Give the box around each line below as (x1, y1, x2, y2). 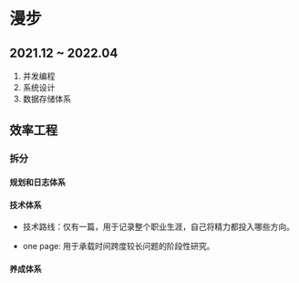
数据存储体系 (22, 93, 71, 104)
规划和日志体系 (9, 176, 66, 187)
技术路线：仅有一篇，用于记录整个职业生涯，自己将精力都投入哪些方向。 (22, 221, 294, 233)
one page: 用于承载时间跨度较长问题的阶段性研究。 (22, 241, 215, 252)
